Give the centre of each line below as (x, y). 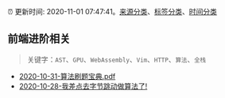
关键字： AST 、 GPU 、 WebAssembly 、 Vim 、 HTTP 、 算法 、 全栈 (116, 59)
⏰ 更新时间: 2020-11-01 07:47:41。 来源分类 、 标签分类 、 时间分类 (112, 11)
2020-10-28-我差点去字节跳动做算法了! (83, 86)
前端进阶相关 (39, 39)
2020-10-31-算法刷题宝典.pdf (67, 76)
